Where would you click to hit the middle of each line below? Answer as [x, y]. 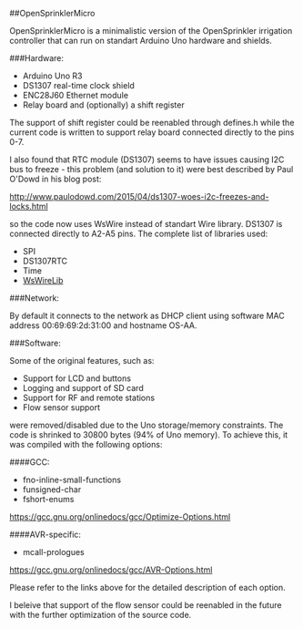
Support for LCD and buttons [77, 378]
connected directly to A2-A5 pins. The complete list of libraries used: [139, 233]
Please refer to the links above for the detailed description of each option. [147, 588]
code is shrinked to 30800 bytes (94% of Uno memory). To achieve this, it [149, 435]
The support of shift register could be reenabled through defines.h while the [152, 123]
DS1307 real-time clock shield [78, 85]
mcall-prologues [53, 552]
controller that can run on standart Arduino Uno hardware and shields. [141, 41]
